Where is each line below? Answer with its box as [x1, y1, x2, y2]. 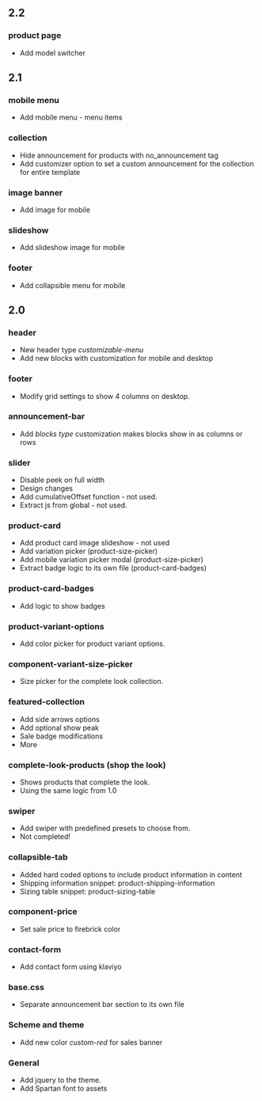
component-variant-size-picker [8, 659, 133, 670]
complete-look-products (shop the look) [8, 759, 166, 770]
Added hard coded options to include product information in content [19, 870, 243, 879]
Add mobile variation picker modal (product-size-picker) [19, 555, 204, 564]
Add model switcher [19, 47, 85, 58]
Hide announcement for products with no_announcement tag [19, 150, 219, 160]
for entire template [19, 167, 81, 177]
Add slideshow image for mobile [19, 243, 125, 252]
